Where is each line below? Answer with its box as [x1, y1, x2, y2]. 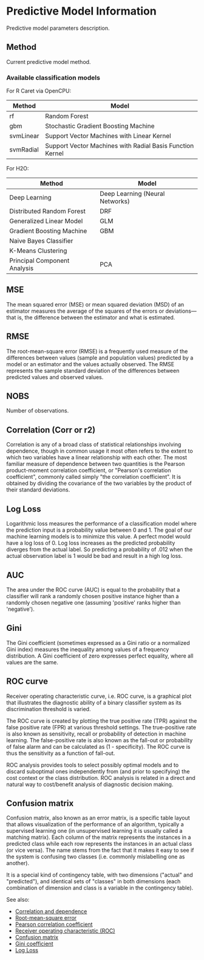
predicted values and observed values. [6, 373, 104, 381]
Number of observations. [6, 407, 69, 414]
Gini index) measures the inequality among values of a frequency [6, 645, 169, 653]
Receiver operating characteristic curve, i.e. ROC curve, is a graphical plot [6, 692, 192, 700]
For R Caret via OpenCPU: [6, 87, 72, 95]
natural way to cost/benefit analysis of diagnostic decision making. [6, 781, 174, 788]
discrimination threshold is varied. [6, 705, 91, 712]
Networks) [100, 197, 131, 206]
